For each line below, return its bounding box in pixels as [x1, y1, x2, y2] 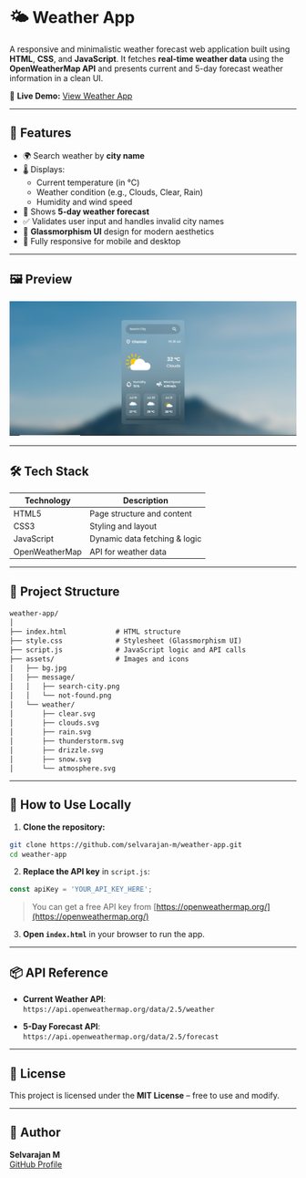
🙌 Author [9, 1125, 61, 1141]
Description [122, 494, 168, 506]
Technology [24, 494, 71, 506]
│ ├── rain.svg [9, 727, 92, 737]
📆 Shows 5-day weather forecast [22, 206, 150, 217]
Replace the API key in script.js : [22, 866, 150, 877]
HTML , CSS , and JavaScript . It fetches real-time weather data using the [9, 53, 284, 64]
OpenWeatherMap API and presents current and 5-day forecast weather [9, 63, 284, 74]
